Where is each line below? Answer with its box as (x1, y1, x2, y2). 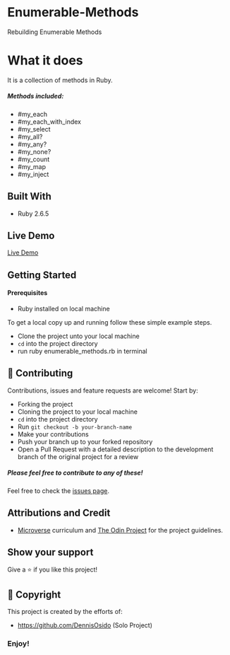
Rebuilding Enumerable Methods (7, 28, 102, 36)
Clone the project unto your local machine (17, 332, 140, 340)
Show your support (7, 546, 94, 559)
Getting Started (7, 269, 77, 281)
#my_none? (17, 147, 52, 156)
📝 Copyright (7, 589, 61, 601)
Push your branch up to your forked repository (17, 437, 153, 446)
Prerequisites (7, 289, 48, 297)
